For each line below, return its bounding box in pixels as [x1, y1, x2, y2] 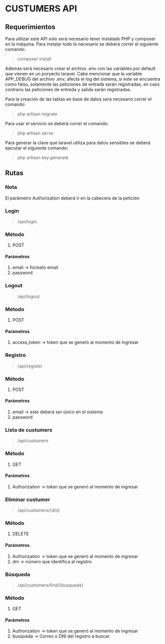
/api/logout [17, 293, 40, 299]
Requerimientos [5, 23, 55, 31]
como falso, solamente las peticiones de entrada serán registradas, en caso [5, 81, 160, 87]
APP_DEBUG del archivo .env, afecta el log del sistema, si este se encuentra [5, 76, 161, 82]
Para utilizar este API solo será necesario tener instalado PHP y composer [5, 36, 156, 42]
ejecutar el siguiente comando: [5, 145, 68, 151]
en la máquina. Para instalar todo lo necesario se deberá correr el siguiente [5, 41, 159, 47]
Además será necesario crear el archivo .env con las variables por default [5, 65, 156, 71]
